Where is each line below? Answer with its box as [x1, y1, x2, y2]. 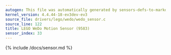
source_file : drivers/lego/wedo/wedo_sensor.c [5, 17, 106, 22]
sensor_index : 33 [5, 31, 42, 36]
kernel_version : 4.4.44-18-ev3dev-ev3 [5, 12, 88, 17]
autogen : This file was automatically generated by [5, 7, 117, 13]
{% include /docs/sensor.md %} [5, 45, 73, 50]
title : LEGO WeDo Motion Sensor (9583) [5, 26, 90, 31]
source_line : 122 [5, 21, 42, 27]
